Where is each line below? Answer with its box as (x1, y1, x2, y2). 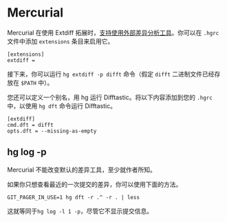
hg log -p (7, 146, 47, 158)
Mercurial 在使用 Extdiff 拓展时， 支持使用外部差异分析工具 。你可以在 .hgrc (7, 28, 219, 37)
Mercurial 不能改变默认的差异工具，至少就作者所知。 (7, 165, 157, 174)
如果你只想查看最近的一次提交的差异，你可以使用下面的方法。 (7, 180, 182, 188)
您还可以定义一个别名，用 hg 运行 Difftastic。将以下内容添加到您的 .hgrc (7, 93, 213, 101)
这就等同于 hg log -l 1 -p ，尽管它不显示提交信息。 (7, 207, 153, 215)
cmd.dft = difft (7, 121, 54, 128)
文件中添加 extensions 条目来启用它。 (7, 37, 114, 46)
